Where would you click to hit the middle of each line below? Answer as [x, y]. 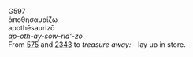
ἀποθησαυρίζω [33, 20]
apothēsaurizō [32, 28]
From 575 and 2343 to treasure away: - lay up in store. [97, 45]
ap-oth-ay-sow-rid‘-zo [45, 36]
